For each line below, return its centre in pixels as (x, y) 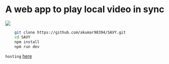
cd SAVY (22, 37)
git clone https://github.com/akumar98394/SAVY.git (70, 32)
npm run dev (27, 47)
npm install (27, 42)
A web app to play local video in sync (85, 9)
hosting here (19, 56)
